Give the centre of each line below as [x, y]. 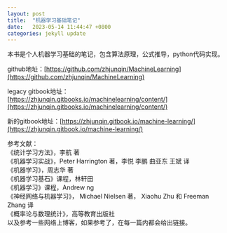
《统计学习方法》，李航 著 [43, 152]
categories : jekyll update [47, 33]
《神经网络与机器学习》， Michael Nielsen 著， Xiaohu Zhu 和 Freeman [108, 197]
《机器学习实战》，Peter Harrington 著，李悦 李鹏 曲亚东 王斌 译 [99, 161]
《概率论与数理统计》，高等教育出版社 [61, 214]
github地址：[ [27, 69]
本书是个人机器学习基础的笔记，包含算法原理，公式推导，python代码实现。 [116, 54]
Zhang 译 [20, 205]
